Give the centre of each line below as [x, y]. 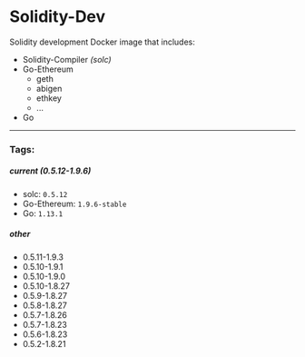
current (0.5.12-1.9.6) [50, 171]
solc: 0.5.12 [45, 193]
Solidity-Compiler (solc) [67, 59]
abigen [49, 88]
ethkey [49, 98]
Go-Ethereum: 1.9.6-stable [74, 203]
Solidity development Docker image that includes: [102, 42]
